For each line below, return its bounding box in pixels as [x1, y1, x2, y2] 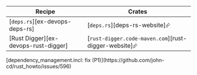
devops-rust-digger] [9, 42, 69, 49]
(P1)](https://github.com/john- [91, 57, 165, 63]
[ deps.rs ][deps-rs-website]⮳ [87, 21, 171, 29]
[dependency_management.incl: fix [6, 57, 91, 63]
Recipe [35, 8, 56, 15]
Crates [128, 8, 148, 15]
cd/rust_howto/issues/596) [6, 63, 72, 70]
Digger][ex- [25, 35, 59, 42]
